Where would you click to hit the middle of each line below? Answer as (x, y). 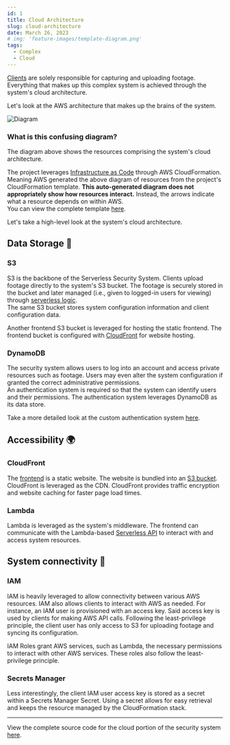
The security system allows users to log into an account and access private (114, 368)
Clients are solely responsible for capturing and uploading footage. (101, 78)
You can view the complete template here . (67, 209)
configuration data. (34, 314)
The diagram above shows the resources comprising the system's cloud (109, 152)
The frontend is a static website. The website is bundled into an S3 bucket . (112, 478)
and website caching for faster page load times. (75, 492)
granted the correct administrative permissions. (74, 382)
